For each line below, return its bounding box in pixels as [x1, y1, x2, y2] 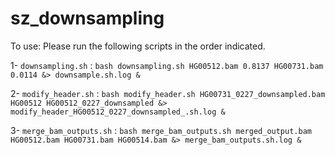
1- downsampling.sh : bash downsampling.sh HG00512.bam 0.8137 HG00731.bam [10, 59, 324, 71]
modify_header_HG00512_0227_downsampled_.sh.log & [10, 107, 226, 117]
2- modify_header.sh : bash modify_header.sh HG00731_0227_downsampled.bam [10, 87, 326, 99]
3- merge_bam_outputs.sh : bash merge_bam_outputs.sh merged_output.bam [10, 124, 312, 136]
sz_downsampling [10, 7, 165, 30]
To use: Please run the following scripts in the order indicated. [10, 40, 266, 52]
